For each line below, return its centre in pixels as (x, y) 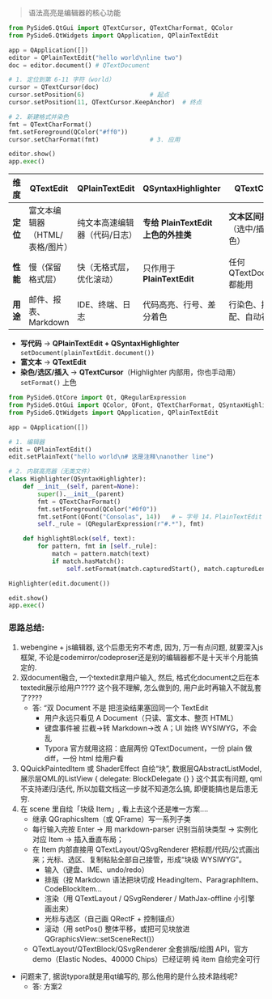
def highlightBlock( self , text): (79, 539)
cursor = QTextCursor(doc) (54, 87)
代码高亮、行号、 (175, 305)
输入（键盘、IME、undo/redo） (96, 870)
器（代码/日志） (107, 235)
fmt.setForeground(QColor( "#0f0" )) (98, 509)
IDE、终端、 (100, 305)
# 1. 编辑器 (27, 442)
